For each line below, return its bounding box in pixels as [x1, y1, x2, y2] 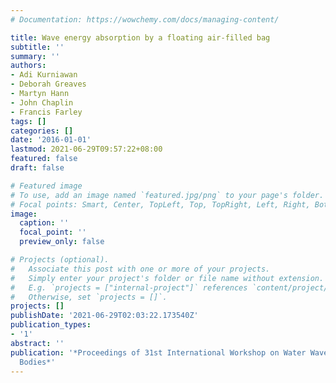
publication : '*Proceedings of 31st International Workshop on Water [10, 347, 307, 358]
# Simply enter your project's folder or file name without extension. [10, 273, 325, 283]
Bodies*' [19, 357, 56, 367]
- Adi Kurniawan [10, 70, 78, 80]
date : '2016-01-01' [10, 135, 92, 145]
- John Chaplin [10, 97, 74, 108]
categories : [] [10, 126, 74, 136]
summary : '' [10, 51, 60, 61]
